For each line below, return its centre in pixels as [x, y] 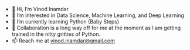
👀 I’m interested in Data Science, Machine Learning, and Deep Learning [98, 15]
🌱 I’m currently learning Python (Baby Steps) [65, 21]
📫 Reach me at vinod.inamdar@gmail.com [63, 41]
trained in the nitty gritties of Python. [56, 34]
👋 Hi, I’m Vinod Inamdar [40, 9]
